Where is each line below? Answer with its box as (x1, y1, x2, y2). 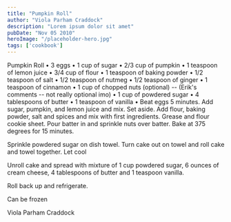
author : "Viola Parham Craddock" (7, 17, 103, 23)
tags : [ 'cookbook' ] (7, 42, 63, 49)
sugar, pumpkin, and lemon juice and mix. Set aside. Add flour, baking (7, 105, 205, 113)
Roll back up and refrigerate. (7, 182, 88, 190)
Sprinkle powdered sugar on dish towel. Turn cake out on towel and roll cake (7, 141, 225, 148)
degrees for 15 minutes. (7, 127, 74, 135)
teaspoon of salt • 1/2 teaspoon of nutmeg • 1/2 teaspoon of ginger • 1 (7, 76, 208, 83)
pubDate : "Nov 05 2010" (7, 29, 76, 37)
